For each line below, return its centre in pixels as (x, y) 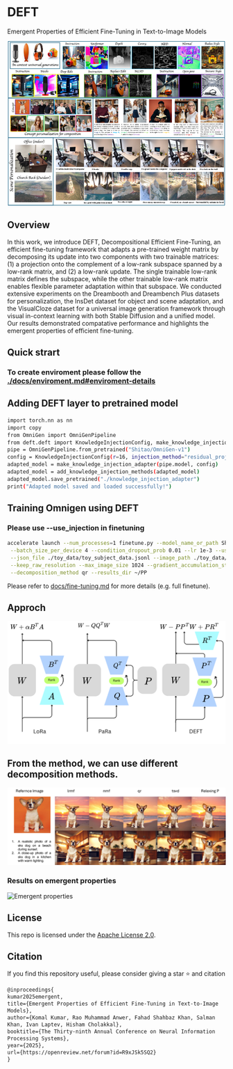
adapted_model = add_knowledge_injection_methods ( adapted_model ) (103, 472)
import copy (24, 428)
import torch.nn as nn (40, 420)
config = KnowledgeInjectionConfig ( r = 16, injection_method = (96, 457)
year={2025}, (26, 1046)
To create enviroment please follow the (74, 372)
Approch (27, 608)
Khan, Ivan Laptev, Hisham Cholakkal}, (65, 1025)
